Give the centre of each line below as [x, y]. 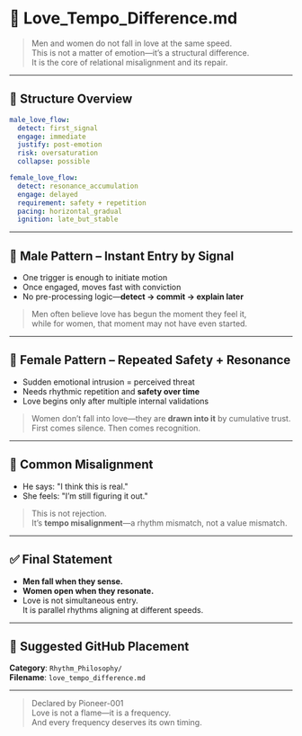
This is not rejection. [69, 513]
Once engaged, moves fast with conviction [102, 288]
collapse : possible [54, 162]
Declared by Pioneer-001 [77, 704]
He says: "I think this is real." [75, 486]
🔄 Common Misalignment [81, 465]
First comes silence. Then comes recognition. [115, 428]
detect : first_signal [58, 128]
